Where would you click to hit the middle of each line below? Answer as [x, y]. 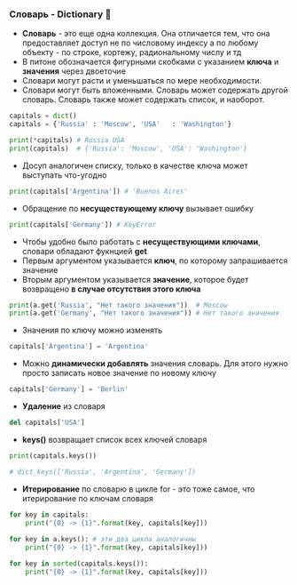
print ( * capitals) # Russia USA [67, 140]
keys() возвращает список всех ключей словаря [114, 439]
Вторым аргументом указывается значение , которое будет [135, 279]
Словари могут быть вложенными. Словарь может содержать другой [155, 90]
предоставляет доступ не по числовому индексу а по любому [140, 43]
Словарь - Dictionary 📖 [60, 14]
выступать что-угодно [64, 175]
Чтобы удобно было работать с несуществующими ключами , [141, 241]
